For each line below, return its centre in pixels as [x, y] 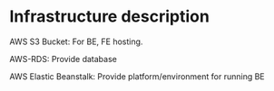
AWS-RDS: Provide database [64, 59]
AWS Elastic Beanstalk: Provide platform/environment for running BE [137, 76]
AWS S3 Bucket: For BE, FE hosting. [76, 41]
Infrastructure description [110, 17]
